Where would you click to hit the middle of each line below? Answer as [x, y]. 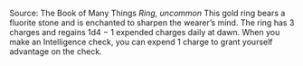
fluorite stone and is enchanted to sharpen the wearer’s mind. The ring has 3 [152, 23]
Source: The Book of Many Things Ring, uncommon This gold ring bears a [147, 13]
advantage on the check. [56, 52]
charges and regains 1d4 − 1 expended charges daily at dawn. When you [145, 32]
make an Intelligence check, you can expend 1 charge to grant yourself [141, 42]
